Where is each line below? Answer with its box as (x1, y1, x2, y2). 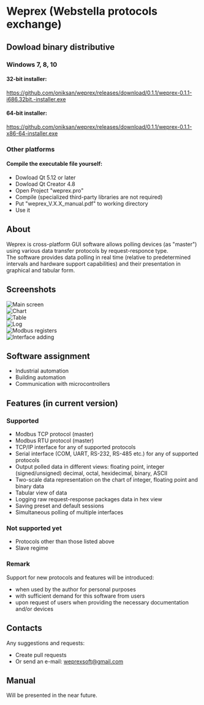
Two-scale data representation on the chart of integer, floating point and (15, 476, 198, 483)
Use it (15, 207, 31, 214)
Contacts (6, 623, 43, 633)
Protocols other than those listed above (15, 538, 115, 545)
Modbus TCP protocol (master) (15, 431, 94, 438)
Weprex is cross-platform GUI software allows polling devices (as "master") (6, 241, 197, 248)
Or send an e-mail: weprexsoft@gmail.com (15, 658, 124, 665)
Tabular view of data (15, 489, 67, 496)
